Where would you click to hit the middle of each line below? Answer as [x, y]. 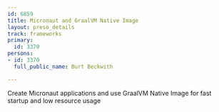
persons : [20, 54]
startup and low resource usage [54, 101]
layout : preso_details [41, 27]
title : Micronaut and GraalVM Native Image [73, 21]
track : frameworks [35, 34]
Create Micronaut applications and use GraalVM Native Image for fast [109, 93]
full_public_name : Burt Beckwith [63, 67]
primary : [20, 40]
